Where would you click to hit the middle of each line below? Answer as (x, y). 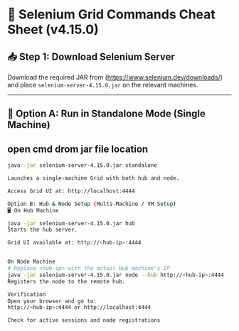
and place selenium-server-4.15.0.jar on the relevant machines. (103, 85)
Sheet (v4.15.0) (53, 29)
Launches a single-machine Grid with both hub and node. (94, 178)
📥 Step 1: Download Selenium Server (91, 56)
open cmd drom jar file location (78, 149)
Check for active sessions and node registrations (84, 320)
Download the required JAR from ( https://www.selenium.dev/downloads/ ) (115, 77)
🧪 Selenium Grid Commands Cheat (111, 15)
